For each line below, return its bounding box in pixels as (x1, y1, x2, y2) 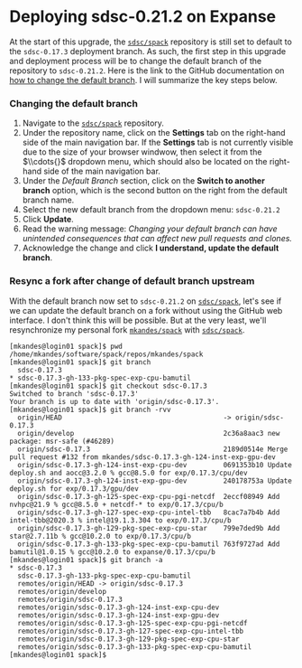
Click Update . (22, 214, 74, 225)
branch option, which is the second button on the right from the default (22, 185, 288, 196)
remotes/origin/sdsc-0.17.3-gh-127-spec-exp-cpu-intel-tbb (17, 626, 244, 635)
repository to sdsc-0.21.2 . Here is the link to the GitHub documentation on (9, 65, 285, 76)
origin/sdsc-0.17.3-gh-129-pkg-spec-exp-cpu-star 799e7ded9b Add (17, 523, 280, 532)
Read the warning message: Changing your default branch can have (22, 223, 278, 234)
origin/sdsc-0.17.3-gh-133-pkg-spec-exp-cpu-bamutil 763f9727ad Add (17, 540, 280, 549)
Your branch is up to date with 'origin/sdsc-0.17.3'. (9, 397, 220, 406)
